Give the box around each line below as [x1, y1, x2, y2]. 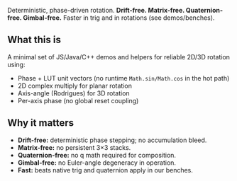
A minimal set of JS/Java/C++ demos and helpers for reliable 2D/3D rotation [7, 52, 231, 61]
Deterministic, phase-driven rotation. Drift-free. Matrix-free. [7, 6, 184, 14]
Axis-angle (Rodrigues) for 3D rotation [17, 88, 130, 98]
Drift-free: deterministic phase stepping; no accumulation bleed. [17, 136, 207, 144]
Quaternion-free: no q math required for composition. [17, 151, 176, 159]
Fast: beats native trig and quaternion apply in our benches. [17, 165, 194, 174]
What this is [7, 34, 62, 46]
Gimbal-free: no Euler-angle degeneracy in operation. [17, 158, 176, 167]
